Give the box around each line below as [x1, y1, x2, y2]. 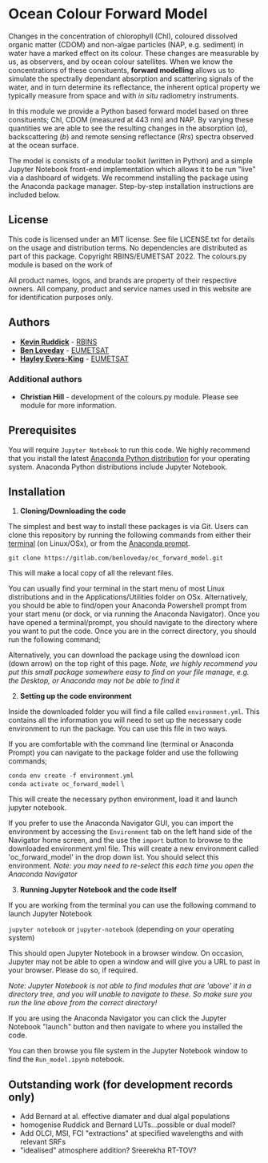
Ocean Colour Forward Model [8, 5, 208, 23]
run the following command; [8, 635, 102, 644]
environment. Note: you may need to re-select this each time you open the [8, 861, 254, 871]
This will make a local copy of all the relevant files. [8, 568, 174, 578]
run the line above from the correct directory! [8, 998, 158, 1008]
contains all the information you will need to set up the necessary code [8, 716, 242, 725]
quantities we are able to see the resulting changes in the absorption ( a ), [8, 123, 248, 133]
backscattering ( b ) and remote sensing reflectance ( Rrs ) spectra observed [8, 131, 254, 141]
